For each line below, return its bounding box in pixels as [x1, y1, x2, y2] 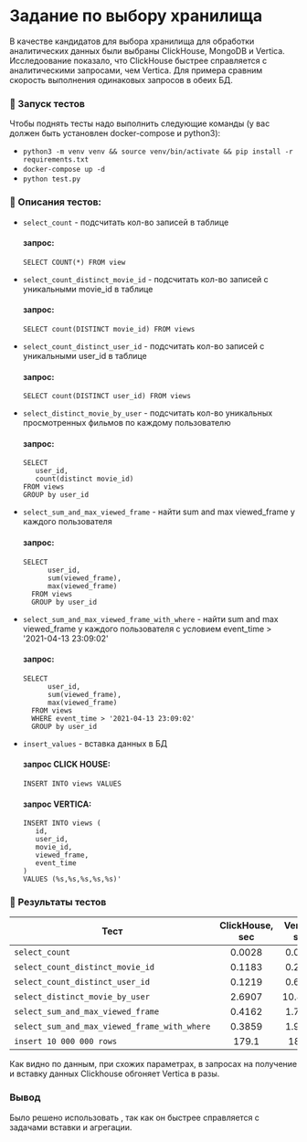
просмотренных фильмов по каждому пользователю [22, 418, 231, 428]
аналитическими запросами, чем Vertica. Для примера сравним [9, 65, 263, 76]
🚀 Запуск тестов [9, 97, 85, 110]
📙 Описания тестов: [9, 196, 102, 208]
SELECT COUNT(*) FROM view [22, 258, 126, 267]
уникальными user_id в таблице [22, 350, 148, 361]
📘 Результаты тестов [9, 896, 107, 909]
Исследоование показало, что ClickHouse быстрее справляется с [9, 55, 268, 66]
